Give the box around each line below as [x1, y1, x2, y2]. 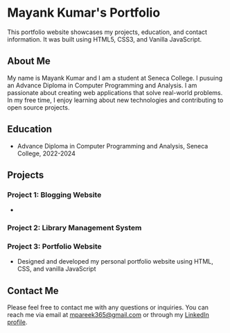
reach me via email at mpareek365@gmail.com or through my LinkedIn [7, 311, 209, 319]
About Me [7, 55, 51, 67]
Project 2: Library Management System [7, 223, 142, 233]
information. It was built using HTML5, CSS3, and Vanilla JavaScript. [7, 35, 202, 43]
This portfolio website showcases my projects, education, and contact [7, 28, 208, 36]
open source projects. [7, 103, 70, 112]
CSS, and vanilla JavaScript [17, 265, 96, 273]
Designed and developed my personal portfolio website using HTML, [17, 257, 213, 266]
